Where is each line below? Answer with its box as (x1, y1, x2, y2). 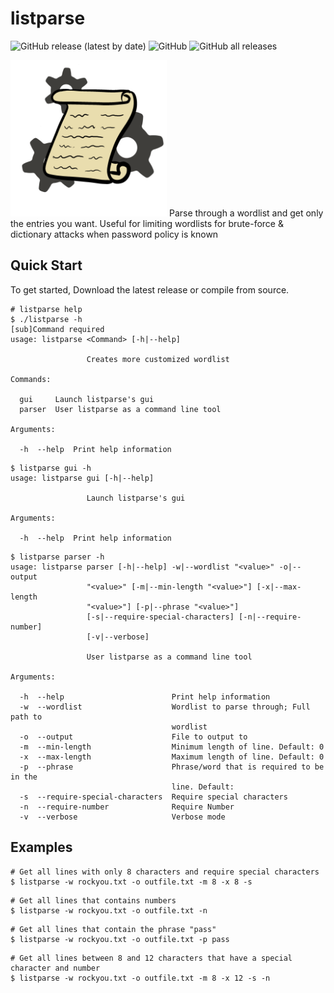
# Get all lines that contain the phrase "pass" (10, 924, 217, 934)
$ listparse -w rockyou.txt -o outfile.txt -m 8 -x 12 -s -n (10, 973, 271, 983)
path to (10, 712, 43, 722)
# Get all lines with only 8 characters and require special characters (10, 867, 320, 877)
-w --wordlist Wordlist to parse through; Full (19, 702, 311, 712)
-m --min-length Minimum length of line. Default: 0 (19, 742, 325, 752)
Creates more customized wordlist (86, 354, 230, 364)
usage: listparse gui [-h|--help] (10, 473, 155, 483)
